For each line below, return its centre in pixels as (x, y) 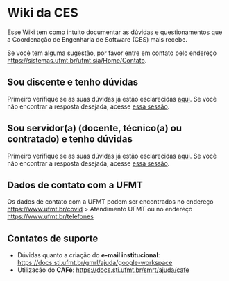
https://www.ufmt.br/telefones (50, 216)
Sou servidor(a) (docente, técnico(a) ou (95, 128)
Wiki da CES (43, 13)
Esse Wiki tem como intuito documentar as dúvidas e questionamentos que (115, 32)
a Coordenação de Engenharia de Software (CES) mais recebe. (97, 39)
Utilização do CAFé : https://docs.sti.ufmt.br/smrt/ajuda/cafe (103, 270)
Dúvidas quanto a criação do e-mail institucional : (88, 255)
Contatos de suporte (53, 238)
